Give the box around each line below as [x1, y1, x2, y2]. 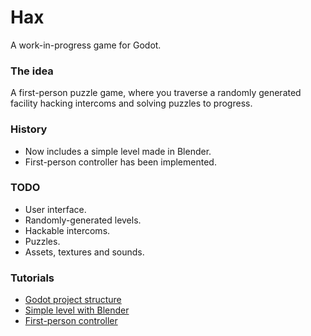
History [10, 122, 48, 136]
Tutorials [10, 271, 55, 285]
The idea [10, 64, 54, 78]
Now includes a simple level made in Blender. [24, 145, 212, 157]
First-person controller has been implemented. [24, 156, 217, 168]
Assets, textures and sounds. [24, 246, 145, 258]
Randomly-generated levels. [24, 214, 142, 226]
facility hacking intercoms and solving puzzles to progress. [10, 97, 253, 110]
